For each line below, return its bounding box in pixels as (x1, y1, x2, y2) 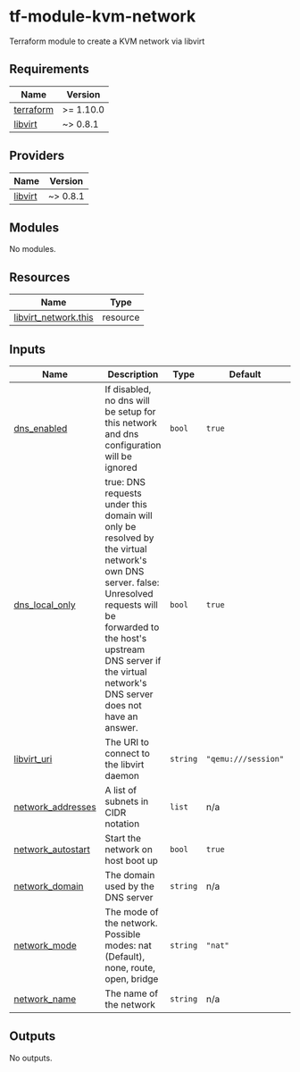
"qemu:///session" (205, 754, 284, 764)
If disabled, (104, 383, 152, 395)
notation (104, 817, 140, 830)
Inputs (9, 341, 46, 356)
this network (104, 417, 158, 429)
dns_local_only (13, 599, 76, 611)
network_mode (13, 940, 78, 951)
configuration (104, 440, 162, 451)
